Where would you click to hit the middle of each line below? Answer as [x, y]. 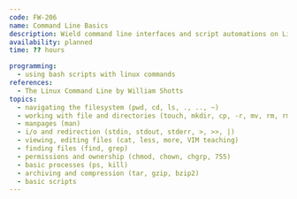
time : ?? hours [37, 50]
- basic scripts [47, 181]
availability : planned [51, 42]
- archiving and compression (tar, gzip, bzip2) [108, 173]
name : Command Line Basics [59, 26]
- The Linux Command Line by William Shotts [100, 91]
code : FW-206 [33, 17]
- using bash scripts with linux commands [96, 75]
